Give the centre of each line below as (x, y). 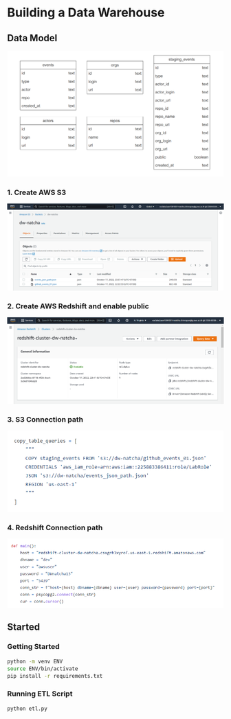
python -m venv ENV (35, 662)
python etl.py (27, 709)
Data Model (32, 38)
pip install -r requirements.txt (55, 676)
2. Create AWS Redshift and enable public (78, 306)
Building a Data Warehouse (86, 13)
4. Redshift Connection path (55, 527)
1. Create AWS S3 (37, 192)
